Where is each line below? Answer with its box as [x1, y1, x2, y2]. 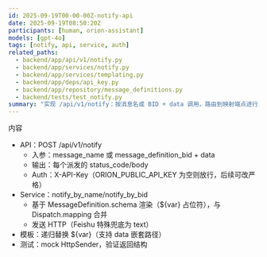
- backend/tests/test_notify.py [15, 93, 123, 101]
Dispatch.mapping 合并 [31, 210, 108, 220]
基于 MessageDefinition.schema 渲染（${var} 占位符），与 [31, 200, 221, 209]
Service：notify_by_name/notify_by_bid [19, 190, 149, 200]
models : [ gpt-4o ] [8, 33, 66, 42]
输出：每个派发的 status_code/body [31, 160, 149, 169]
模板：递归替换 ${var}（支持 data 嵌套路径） [19, 230, 166, 239]
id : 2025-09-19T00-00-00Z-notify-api [8, 11, 133, 20]
